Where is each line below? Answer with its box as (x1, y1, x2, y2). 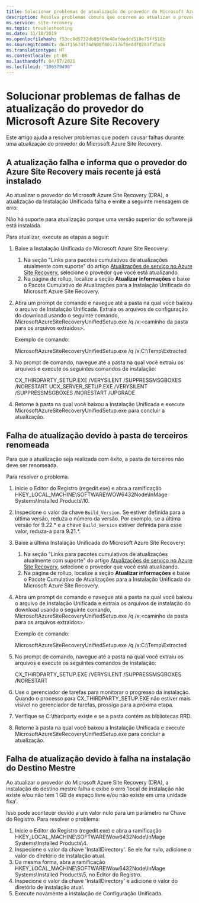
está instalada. (6, 222, 42, 229)
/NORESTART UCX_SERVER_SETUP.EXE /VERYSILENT (14, 383, 148, 390)
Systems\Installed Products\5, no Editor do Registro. (14, 871, 142, 878)
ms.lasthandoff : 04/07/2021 (6, 58, 76, 64)
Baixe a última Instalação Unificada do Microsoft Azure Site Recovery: (14, 539, 185, 546)
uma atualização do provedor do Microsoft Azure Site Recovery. (6, 140, 162, 147)
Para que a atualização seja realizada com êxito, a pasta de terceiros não (6, 455, 185, 462)
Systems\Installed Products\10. (14, 497, 90, 504)
